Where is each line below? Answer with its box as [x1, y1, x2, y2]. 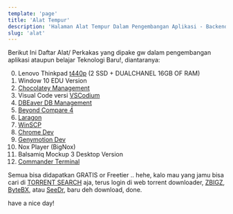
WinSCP [17, 121, 42, 129]
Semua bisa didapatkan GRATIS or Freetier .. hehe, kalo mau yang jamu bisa [8, 171, 224, 179]
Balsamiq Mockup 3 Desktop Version [17, 150, 124, 159]
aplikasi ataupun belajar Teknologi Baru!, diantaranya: [8, 56, 160, 64]
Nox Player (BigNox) [17, 143, 76, 151]
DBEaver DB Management [17, 98, 92, 107]
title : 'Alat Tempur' [8, 17, 71, 24]
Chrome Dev [17, 128, 54, 136]
